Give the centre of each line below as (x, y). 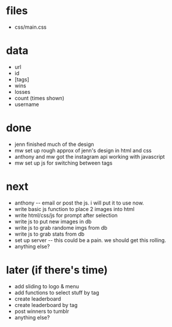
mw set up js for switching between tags (63, 163)
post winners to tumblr (42, 311)
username (27, 104)
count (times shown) (39, 98)
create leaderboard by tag (46, 305)
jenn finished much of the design (54, 144)
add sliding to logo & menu (47, 286)
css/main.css (30, 27)
